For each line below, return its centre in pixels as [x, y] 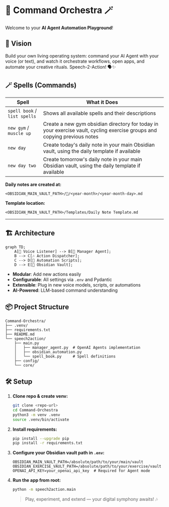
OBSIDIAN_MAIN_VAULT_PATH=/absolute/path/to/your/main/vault [78, 462]
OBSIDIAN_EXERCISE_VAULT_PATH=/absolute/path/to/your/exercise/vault [87, 467]
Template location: [25, 203]
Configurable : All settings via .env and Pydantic [62, 280]
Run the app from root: [37, 480]
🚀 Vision [18, 44]
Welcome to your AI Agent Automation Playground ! [59, 28]
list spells [22, 116]
